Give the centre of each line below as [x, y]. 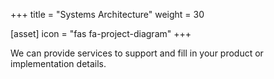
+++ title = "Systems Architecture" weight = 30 [107, 14]
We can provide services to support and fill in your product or [137, 53]
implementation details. [58, 63]
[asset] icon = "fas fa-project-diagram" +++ [101, 33]
